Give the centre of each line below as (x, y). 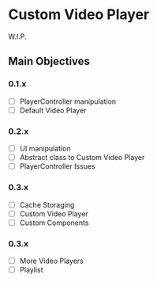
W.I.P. (17, 36)
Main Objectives (49, 61)
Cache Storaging (47, 204)
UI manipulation (45, 149)
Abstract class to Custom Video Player (82, 158)
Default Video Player (53, 110)
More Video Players (52, 261)
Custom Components (54, 223)
